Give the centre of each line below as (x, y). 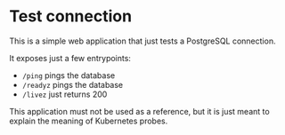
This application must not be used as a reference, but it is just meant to (139, 111)
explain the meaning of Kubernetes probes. (89, 121)
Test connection (70, 16)
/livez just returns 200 (65, 94)
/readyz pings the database (73, 84)
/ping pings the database (69, 75)
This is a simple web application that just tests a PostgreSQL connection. (142, 41)
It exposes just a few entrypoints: (70, 58)
